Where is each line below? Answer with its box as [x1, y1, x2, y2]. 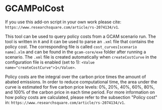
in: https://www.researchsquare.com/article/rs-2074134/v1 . [5, 99, 125, 105]
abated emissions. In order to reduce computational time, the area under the [5, 79, 158, 85]
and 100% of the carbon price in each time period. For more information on [5, 89, 155, 95]
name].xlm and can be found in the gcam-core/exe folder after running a [5, 49, 146, 55]
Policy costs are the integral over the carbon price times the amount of [5, 74, 146, 79]
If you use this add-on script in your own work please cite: [5, 19, 121, 25]
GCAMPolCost [5, 3, 65, 14]
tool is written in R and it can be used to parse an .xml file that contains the [5, 38, 154, 44]
